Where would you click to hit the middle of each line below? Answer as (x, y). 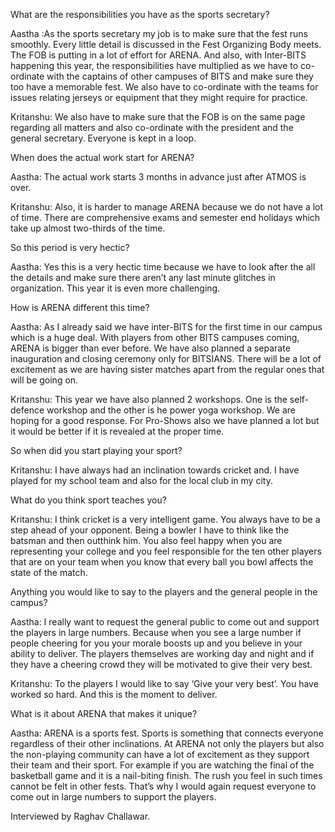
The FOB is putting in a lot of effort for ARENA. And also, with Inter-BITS (158, 55)
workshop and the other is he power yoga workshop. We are (171, 410)
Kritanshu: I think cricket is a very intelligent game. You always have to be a (165, 519)
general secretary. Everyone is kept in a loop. (103, 138)
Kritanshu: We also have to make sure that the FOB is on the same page (158, 117)
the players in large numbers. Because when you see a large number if (156, 632)
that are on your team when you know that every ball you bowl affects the (162, 562)
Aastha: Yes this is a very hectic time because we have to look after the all (163, 267)
